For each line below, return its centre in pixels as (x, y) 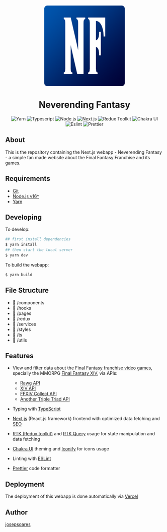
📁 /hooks (22, 308)
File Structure (27, 290)
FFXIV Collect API (38, 394)
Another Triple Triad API (45, 399)
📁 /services (24, 324)
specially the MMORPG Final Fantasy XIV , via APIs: (65, 373)
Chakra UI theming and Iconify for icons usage (61, 449)
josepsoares (18, 524)
